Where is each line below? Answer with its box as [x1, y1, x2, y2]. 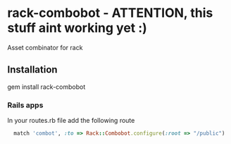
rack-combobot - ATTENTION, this [7, 5, 213, 21]
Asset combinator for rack [7, 43, 83, 52]
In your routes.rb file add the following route [7, 116, 135, 125]
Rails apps [7, 100, 44, 110]
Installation [7, 64, 58, 76]
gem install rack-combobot [7, 83, 86, 91]
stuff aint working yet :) [7, 20, 148, 36]
